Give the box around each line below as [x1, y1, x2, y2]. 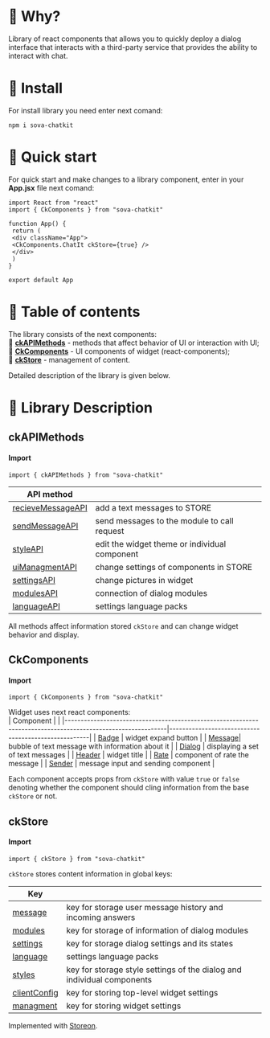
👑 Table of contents [8, 303, 141, 321]
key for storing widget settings [66, 1000, 182, 1011]
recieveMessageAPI [12, 502, 88, 513]
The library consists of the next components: [8, 329, 157, 338]
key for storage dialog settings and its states [66, 937, 234, 949]
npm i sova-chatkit [8, 121, 74, 129]
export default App [8, 276, 74, 284]
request [95, 525, 125, 536]
